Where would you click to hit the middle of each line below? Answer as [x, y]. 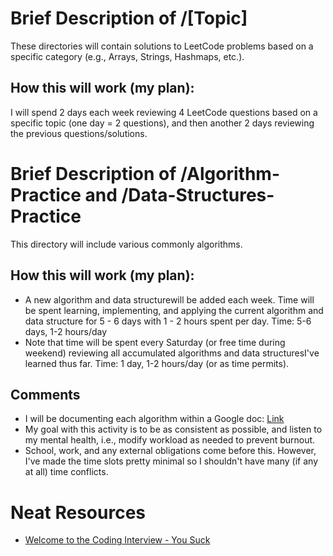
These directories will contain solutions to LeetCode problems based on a [162, 46]
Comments [45, 394]
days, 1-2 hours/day [66, 331]
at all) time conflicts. [66, 472]
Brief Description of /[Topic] [129, 18]
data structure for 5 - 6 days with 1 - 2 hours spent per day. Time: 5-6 [168, 321]
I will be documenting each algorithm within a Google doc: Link [154, 419]
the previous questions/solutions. [79, 133]
